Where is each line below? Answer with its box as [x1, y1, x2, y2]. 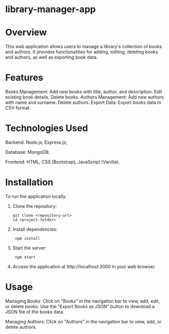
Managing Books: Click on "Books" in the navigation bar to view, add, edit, [5, 298, 160, 304]
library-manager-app [5, 4, 96, 15]
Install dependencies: [12, 226, 58, 232]
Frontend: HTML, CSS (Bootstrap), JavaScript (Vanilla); [5, 159, 120, 165]
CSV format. [5, 105, 31, 111]
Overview [5, 27, 47, 38]
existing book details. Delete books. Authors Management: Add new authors [5, 94, 164, 100]
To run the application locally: [5, 193, 67, 199]
